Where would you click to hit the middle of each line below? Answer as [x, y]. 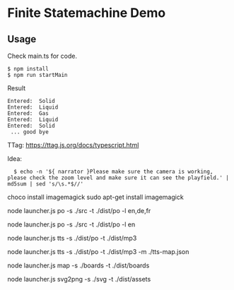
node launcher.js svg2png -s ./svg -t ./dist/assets [79, 279]
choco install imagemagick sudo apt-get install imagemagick [95, 197]
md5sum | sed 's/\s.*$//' [45, 184]
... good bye [30, 132]
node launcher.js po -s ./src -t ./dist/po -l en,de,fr [79, 211]
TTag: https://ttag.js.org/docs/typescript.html [73, 145]
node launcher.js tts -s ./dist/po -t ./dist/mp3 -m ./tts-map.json [98, 252]
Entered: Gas [28, 114]
